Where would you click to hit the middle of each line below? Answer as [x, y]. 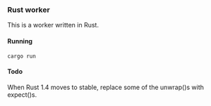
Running [20, 41]
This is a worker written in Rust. [53, 25]
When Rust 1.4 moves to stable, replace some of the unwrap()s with [106, 87]
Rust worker [29, 10]
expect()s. [22, 94]
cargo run [22, 56]
